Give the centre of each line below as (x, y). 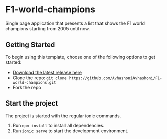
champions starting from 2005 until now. (48, 28)
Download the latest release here (47, 72)
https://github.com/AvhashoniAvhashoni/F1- (115, 78)
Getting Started (30, 45)
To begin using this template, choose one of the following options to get (80, 57)
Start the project (32, 103)
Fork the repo (27, 87)
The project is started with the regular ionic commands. (63, 116)
